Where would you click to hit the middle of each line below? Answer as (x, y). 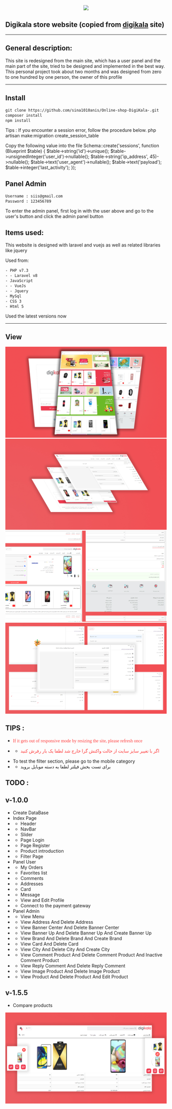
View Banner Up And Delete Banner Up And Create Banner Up (86, 933)
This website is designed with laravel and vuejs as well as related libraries (83, 245)
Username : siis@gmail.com (34, 196)
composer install (24, 116)
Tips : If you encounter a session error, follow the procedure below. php (81, 130)
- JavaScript (19, 281)
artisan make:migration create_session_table (52, 136)
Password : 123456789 (28, 201)
